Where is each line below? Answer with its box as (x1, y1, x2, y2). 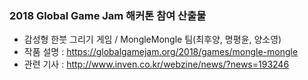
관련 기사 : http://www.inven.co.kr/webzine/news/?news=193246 (23, 58, 290, 71)
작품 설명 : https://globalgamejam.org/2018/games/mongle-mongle (23, 46, 299, 58)
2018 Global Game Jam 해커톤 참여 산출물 (9, 8, 207, 22)
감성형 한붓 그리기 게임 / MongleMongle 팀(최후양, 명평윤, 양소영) (23, 33, 282, 46)
